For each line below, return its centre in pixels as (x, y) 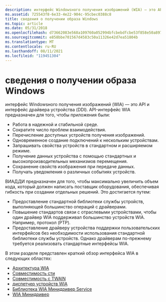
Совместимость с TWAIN (39, 279)
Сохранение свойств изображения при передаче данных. (74, 167)
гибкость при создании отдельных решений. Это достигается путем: (78, 192)
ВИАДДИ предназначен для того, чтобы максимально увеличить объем (82, 182)
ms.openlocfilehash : (26, 33)
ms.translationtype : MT (30, 42)
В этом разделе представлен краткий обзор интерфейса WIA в (72, 253)
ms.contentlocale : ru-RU (31, 47)
